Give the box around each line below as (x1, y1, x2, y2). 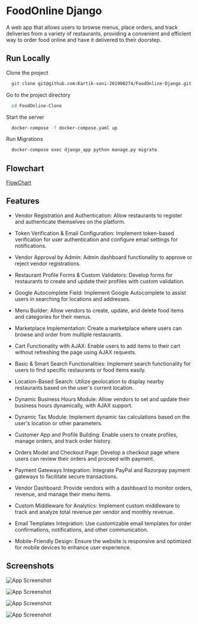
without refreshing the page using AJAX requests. (14, 348, 137, 355)
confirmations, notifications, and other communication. (14, 526, 149, 533)
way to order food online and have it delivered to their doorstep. (6, 36, 161, 43)
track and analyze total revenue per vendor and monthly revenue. (14, 508, 174, 515)
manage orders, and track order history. (14, 437, 112, 444)
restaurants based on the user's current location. (14, 384, 134, 391)
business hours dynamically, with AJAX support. (14, 402, 133, 409)
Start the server (6, 114, 44, 121)
